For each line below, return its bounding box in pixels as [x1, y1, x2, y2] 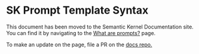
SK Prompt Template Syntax [6, 4, 149, 17]
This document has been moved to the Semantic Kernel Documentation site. [6, 23, 194, 30]
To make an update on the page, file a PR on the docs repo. [6, 41, 152, 48]
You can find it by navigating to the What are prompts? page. [6, 29, 156, 36]
